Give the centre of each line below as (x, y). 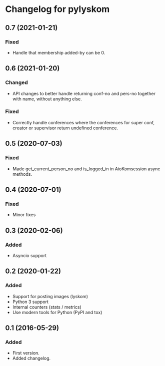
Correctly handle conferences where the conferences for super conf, (83, 122)
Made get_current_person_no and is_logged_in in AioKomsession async (86, 169)
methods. (22, 174)
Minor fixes (24, 215)
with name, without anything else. (47, 99)
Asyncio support (29, 255)
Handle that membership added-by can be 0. (59, 52)
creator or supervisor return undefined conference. (65, 128)
